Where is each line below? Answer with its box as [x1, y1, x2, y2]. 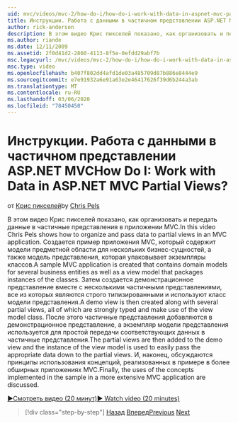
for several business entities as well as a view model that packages [7, 267, 203, 276]
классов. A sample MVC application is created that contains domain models [7, 260, 228, 269]
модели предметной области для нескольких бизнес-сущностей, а [7, 245, 212, 253]
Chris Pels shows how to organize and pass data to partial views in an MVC [7, 230, 227, 238]
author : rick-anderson [7, 23, 74, 30]
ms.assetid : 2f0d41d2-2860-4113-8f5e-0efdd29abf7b [7, 50, 160, 57]
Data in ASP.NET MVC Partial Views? [7, 178, 228, 195]
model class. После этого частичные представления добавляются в [7, 313, 212, 321]
